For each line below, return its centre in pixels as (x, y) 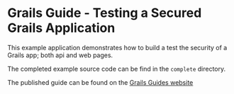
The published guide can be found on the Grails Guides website (100, 82)
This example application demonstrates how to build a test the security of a (117, 47)
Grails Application (61, 28)
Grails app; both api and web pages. (60, 55)
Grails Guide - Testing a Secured (105, 13)
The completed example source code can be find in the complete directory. (117, 69)
